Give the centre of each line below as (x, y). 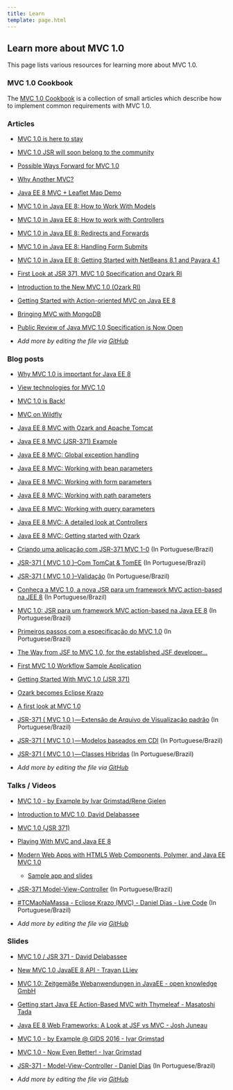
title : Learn (26, 14)
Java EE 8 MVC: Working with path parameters (84, 495)
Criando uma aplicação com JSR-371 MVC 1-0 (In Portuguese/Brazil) (115, 550)
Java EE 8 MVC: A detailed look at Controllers (82, 522)
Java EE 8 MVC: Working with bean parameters (85, 468)
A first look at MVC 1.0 (49, 706)
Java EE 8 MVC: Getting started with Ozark (79, 536)
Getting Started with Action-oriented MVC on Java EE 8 (96, 300)
